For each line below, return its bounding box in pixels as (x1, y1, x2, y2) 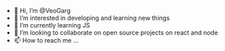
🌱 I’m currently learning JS (13, 21, 91, 29)
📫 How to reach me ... (13, 37, 79, 44)
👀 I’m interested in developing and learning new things (13, 14, 170, 22)
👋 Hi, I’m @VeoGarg (13, 7, 71, 14)
